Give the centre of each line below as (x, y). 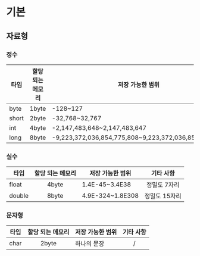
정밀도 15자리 (163, 196)
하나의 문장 (90, 243)
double (19, 196)
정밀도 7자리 (163, 185)
